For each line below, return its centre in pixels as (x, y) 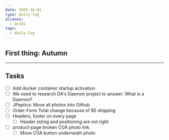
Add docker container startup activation (54, 88)
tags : (11, 28)
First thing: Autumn (36, 53)
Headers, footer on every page (44, 116)
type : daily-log (22, 14)
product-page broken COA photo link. (52, 127)
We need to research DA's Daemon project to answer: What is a (78, 93)
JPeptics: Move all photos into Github (51, 104)
